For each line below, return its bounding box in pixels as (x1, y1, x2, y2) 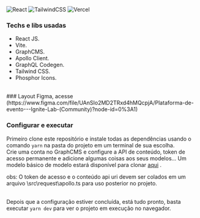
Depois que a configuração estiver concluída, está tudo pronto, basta (6, 198, 182, 205)
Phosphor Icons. (15, 74, 57, 82)
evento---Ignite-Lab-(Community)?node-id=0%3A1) (6, 106, 138, 113)
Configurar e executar (6, 121, 73, 130)
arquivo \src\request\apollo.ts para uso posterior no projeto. (6, 179, 157, 187)
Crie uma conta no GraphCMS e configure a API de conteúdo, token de (6, 148, 185, 155)
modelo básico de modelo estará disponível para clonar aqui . (6, 161, 162, 168)
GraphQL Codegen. (15, 61, 65, 69)
